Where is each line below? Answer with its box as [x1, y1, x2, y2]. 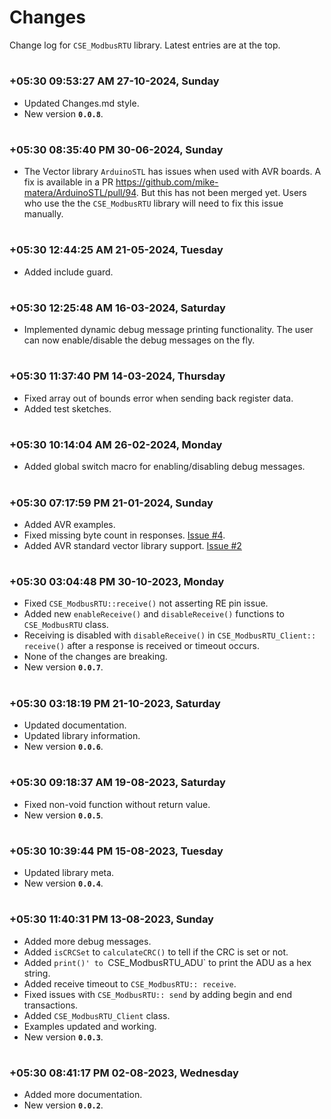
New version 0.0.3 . [23, 1031, 104, 1043]
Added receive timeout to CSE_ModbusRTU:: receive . [23, 977, 237, 990]
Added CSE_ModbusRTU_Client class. [23, 1009, 171, 1021]
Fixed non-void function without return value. [23, 798, 211, 810]
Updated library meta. [23, 867, 115, 879]
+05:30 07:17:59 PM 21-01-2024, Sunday [9, 496, 214, 510]
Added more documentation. [23, 1089, 143, 1101]
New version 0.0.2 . [23, 1099, 104, 1111]
